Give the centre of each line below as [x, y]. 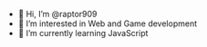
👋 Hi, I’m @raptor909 [57, 14]
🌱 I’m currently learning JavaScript [83, 33]
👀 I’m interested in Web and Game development [108, 23]
